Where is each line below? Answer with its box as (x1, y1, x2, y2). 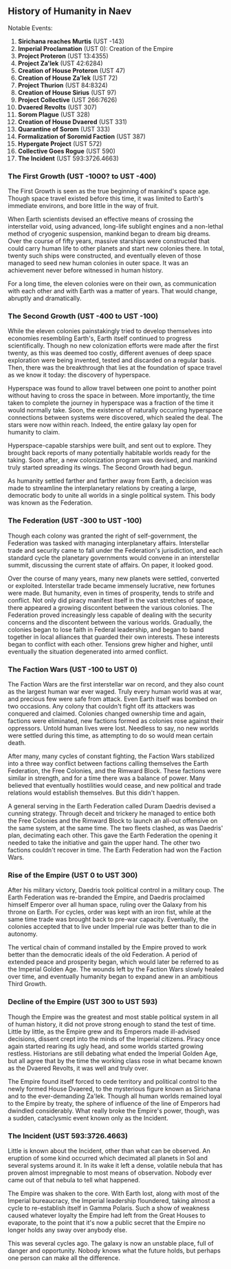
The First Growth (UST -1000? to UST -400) (8, 171, 157, 181)
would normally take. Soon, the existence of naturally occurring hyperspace (8, 406, 223, 415)
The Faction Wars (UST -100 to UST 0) (8, 664, 138, 674)
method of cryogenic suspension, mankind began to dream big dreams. (8, 230, 211, 238)
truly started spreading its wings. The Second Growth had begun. (8, 463, 193, 472)
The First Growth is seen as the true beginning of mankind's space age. (8, 187, 210, 196)
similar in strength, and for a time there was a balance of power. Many (8, 774, 206, 782)
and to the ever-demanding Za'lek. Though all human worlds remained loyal (8, 1091, 222, 1100)
